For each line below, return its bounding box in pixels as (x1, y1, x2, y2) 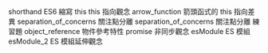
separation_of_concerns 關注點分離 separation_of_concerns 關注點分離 (17, 17, 251, 26)
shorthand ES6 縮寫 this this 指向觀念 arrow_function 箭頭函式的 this (8, 7, 233, 16)
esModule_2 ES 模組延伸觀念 (8, 36, 104, 46)
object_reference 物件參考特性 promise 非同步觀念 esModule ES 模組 (23, 27, 250, 36)
